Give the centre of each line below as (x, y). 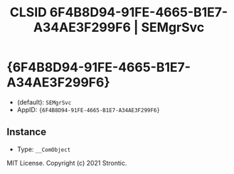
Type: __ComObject (44, 149)
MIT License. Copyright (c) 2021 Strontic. (67, 163)
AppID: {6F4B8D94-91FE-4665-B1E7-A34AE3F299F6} (89, 109)
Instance (27, 132)
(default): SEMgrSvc (44, 102)
